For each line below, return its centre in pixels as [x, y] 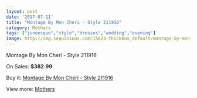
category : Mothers [28, 28]
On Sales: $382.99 [29, 66]
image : [14, 38]
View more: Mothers [30, 89]
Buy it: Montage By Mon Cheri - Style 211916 [60, 78]
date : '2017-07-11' [30, 17]
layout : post [22, 11]
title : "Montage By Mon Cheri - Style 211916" [64, 22]
